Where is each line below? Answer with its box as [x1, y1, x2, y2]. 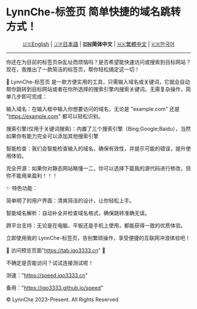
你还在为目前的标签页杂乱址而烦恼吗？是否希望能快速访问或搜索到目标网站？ [6, 58, 191, 65]
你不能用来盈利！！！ [6, 172, 57, 179]
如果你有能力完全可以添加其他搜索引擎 [6, 133, 98, 140]
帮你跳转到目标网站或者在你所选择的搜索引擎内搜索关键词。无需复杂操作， [6, 86, 186, 93]
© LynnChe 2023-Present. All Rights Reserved [6, 296, 118, 303]
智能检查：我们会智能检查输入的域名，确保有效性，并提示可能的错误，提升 [6, 145, 186, 152]
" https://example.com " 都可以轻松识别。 [6, 113, 104, 120]
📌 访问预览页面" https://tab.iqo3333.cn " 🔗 [6, 247, 106, 254]
